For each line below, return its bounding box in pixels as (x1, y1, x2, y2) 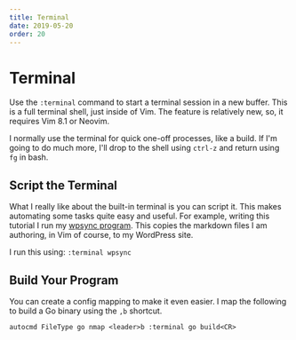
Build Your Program (9, 273, 119, 288)
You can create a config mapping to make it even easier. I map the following (9, 296, 287, 306)
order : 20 (9, 29, 46, 38)
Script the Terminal (9, 178, 118, 193)
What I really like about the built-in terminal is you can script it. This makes (9, 202, 282, 212)
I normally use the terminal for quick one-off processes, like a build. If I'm (9, 133, 278, 144)
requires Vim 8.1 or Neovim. (9, 116, 110, 127)
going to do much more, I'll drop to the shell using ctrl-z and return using (9, 143, 280, 154)
